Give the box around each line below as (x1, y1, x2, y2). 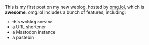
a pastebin (12, 34, 34, 40)
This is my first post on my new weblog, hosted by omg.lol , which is (5, 4, 145, 10)
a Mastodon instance (12, 29, 56, 35)
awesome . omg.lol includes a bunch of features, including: (5, 9, 126, 15)
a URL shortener (12, 24, 46, 30)
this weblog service (12, 19, 53, 24)
